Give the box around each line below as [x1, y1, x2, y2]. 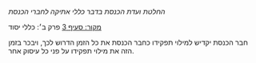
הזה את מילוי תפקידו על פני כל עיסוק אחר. [8, 46, 134, 55]
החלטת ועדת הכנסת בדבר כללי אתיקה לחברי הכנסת [8, 7, 166, 16]
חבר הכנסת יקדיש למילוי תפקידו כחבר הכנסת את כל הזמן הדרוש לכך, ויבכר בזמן [8, 37, 248, 47]
